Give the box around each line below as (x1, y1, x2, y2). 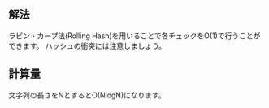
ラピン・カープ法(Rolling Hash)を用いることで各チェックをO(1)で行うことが (8, 31, 261, 41)
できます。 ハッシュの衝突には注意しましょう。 (8, 41, 167, 50)
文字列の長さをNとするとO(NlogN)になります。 (8, 90, 167, 100)
